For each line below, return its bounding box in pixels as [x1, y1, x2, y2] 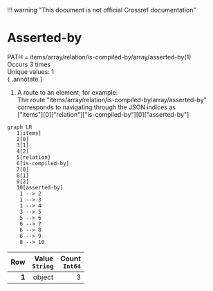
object [33, 272, 54, 282]
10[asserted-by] [16, 184, 64, 191]
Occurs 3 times [7, 60, 50, 68]
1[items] [16, 129, 41, 137]
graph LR [7, 124, 33, 131]
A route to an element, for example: [17, 88, 118, 96]
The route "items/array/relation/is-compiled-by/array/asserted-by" [17, 95, 207, 104]
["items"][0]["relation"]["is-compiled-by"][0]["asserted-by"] [17, 110, 189, 118]
